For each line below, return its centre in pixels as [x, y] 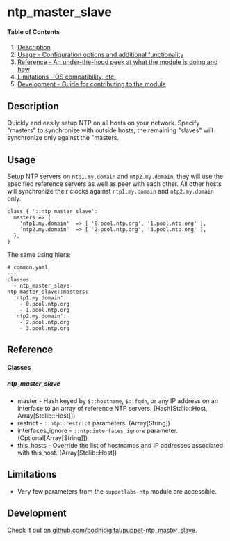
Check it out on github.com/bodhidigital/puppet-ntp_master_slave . [102, 530]
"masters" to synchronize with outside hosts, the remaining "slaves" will [110, 130]
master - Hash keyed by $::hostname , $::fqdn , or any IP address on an [118, 400]
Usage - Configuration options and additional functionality [100, 55]
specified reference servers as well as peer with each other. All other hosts [115, 184]
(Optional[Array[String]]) [52, 438]
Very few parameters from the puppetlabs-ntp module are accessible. [117, 491]
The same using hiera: [39, 255]
